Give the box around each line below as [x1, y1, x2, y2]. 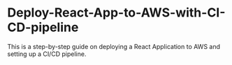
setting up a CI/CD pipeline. [7, 50, 87, 58]
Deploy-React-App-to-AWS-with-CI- [7, 5, 226, 21]
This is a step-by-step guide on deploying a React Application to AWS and [7, 42, 221, 50]
